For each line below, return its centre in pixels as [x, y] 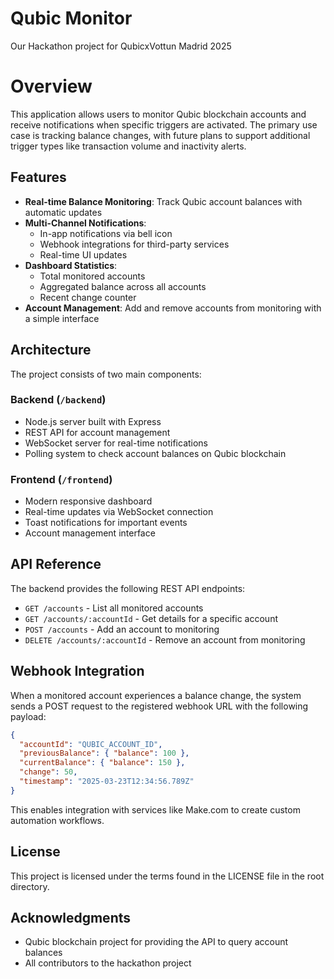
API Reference [56, 564]
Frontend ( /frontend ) [61, 479]
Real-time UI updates [83, 254]
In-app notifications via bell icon [106, 233]
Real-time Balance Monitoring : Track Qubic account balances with [163, 201]
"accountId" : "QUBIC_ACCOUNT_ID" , [91, 744]
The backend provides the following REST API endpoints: [128, 588]
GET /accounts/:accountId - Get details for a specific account [151, 618]
